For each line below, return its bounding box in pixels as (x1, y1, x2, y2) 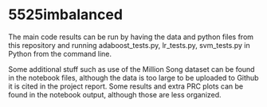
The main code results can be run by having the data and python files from (8, 32, 253, 42)
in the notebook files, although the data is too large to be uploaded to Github (8, 73, 259, 82)
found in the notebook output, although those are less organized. (8, 89, 222, 99)
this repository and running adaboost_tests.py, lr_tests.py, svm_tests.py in (8, 40, 250, 50)
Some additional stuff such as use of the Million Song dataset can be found (8, 64, 255, 73)
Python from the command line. (8, 49, 112, 58)
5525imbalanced (8, 6, 124, 24)
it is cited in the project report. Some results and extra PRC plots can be (8, 81, 244, 91)
